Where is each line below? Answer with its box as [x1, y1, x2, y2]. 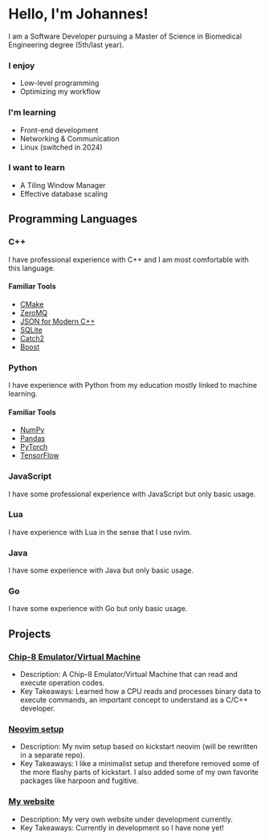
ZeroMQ [19, 308, 48, 317]
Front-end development [19, 125, 99, 135]
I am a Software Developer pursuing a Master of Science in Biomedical [8, 31, 243, 41]
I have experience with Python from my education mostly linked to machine [8, 381, 258, 390]
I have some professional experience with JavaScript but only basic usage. [8, 489, 256, 499]
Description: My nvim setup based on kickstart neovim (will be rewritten [19, 742, 259, 752]
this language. [8, 263, 55, 273]
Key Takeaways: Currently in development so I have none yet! [19, 822, 225, 832]
